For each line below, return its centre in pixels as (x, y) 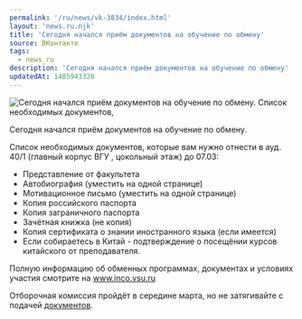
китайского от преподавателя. (81, 250)
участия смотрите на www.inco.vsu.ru (83, 277)
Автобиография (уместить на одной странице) (113, 183)
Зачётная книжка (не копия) (77, 221)
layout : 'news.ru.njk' (52, 26)
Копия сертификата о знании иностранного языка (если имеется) (150, 231)
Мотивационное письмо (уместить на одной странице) (129, 193)
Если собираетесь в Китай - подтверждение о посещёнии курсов (150, 241)
